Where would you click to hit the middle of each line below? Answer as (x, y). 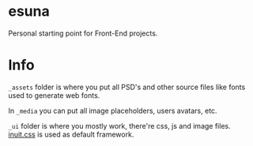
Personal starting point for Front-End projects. (83, 33)
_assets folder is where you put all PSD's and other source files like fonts (127, 87)
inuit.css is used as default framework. (71, 134)
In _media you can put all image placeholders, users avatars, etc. (113, 110)
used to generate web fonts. (54, 95)
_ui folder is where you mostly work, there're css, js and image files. (119, 125)
